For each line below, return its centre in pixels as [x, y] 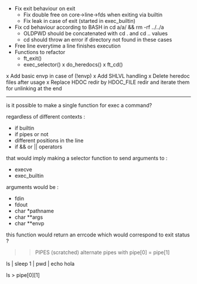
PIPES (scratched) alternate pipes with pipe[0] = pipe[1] [102, 252]
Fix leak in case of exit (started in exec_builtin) [79, 21]
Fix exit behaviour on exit [45, 9]
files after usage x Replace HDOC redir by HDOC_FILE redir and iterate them [98, 82]
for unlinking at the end [34, 88]
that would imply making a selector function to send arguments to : [87, 158]
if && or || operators [38, 147]
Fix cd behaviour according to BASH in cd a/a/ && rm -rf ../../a [89, 27]
